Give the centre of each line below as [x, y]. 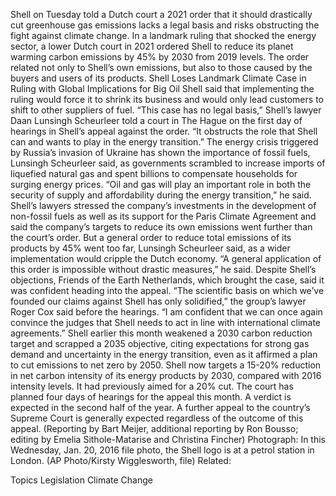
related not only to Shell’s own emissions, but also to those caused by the [161, 67]
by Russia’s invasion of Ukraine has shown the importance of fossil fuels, [160, 152]
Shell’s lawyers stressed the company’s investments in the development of [163, 205]
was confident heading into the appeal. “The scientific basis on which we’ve [167, 290]
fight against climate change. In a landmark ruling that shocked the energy [163, 35]
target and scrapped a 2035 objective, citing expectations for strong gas [160, 343]
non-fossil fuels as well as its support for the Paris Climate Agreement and [163, 216]
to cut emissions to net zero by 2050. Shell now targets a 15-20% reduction [166, 365]
